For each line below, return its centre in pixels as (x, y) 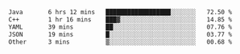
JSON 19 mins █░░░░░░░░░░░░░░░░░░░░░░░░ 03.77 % (120, 34)
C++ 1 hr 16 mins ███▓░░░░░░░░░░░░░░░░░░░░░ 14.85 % (120, 19)
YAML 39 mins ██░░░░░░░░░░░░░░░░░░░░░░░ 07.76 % (120, 27)
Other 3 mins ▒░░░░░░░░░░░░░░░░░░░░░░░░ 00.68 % (120, 42)
